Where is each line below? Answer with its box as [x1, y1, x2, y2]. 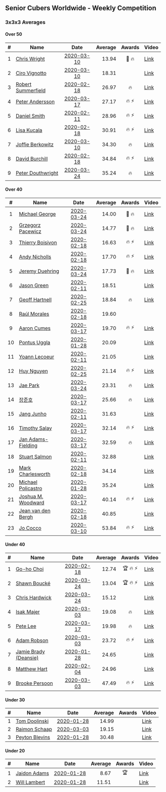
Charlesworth [19, 470, 51, 477]
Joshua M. [19, 493, 43, 500]
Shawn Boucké [15, 579, 51, 586]
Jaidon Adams [15, 770, 49, 777]
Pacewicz [19, 228, 41, 235]
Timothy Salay [19, 425, 52, 432]
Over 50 [5, 31, 22, 37]
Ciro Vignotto [15, 70, 47, 76]
